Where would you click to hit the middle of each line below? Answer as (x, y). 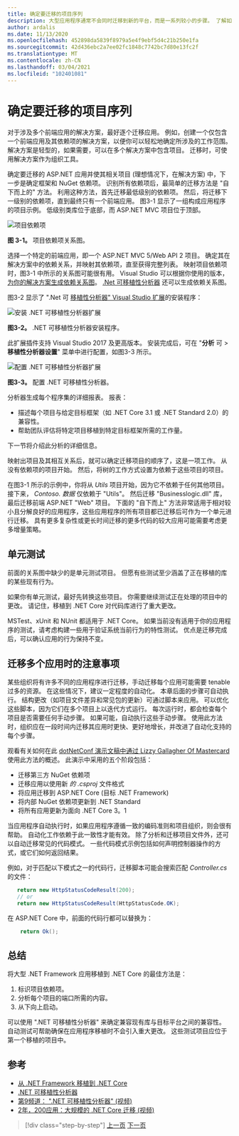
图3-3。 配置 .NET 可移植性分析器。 (60, 382)
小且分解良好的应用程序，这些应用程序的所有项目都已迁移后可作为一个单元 (116, 512)
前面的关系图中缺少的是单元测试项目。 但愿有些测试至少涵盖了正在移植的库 (117, 573)
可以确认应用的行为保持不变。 (63, 639)
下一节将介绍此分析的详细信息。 (54, 446)
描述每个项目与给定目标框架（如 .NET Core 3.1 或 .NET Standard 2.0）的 (123, 413)
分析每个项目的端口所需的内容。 (64, 998)
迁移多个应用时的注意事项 (63, 664)
